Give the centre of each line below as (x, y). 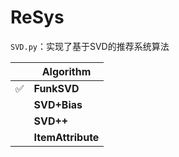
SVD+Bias (58, 104)
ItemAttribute (66, 137)
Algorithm (66, 71)
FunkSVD (56, 88)
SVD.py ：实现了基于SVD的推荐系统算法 (90, 46)
